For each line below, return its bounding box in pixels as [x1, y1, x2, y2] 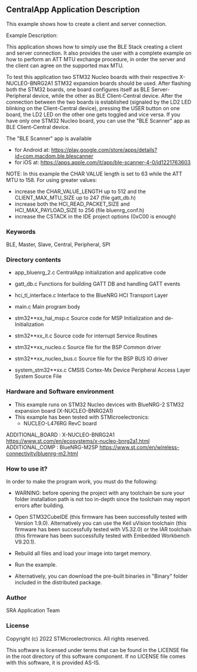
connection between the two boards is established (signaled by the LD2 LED [6, 98, 192, 105]
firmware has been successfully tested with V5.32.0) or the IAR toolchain [14, 526, 192, 532]
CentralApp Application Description [6, 5, 140, 15]
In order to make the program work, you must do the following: [6, 478, 158, 485]
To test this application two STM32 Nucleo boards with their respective [6, 73, 178, 80]
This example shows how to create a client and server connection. [6, 20, 167, 27]
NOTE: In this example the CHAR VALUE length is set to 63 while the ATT [6, 170, 182, 177]
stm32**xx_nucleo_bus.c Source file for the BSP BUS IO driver [14, 355, 168, 362]
